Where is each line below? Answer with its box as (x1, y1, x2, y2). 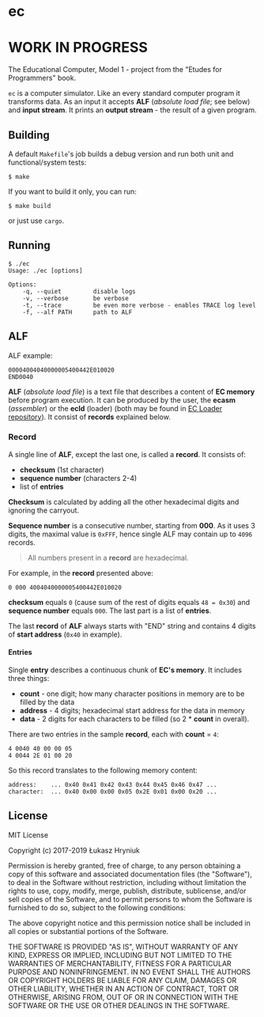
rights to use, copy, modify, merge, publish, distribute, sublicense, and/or (8, 886, 247, 895)
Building (8, 128, 50, 142)
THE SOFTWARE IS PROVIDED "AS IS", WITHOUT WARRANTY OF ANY (8, 942, 239, 951)
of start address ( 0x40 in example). (8, 629, 123, 639)
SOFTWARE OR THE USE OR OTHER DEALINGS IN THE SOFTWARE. (8, 1000, 230, 1010)
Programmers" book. (8, 74, 77, 83)
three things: (8, 674, 50, 683)
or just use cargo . (8, 216, 65, 225)
